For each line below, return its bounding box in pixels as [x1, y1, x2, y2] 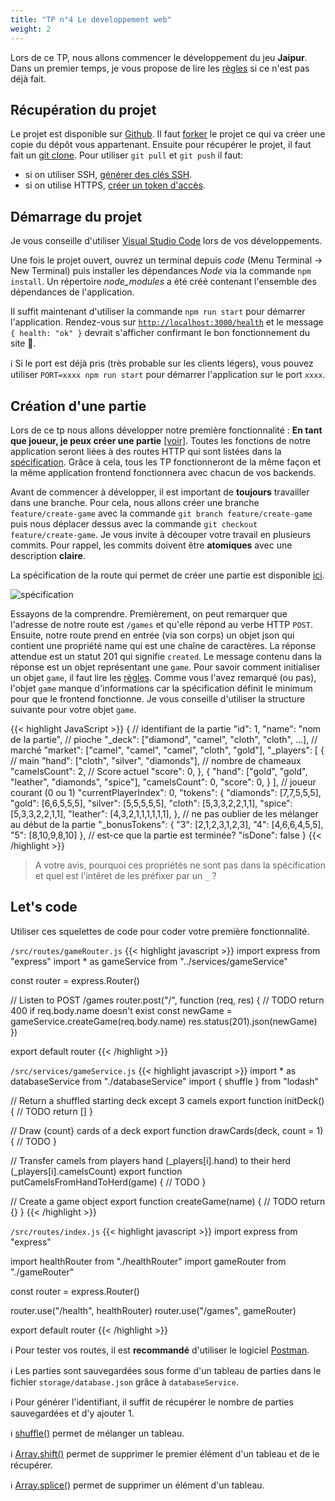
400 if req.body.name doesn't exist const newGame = [10, 1004, 233, 1016]
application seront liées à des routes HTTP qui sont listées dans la [10, 445, 282, 457]
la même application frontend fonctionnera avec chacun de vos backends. [10, 466, 317, 478]
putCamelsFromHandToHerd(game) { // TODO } [10, 1176, 207, 1188]
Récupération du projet [10, 101, 157, 118]
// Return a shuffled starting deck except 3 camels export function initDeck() [10, 1094, 325, 1106]
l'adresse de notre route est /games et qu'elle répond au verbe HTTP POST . [10, 618, 313, 630]
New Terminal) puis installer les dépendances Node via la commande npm [10, 265, 312, 277]
